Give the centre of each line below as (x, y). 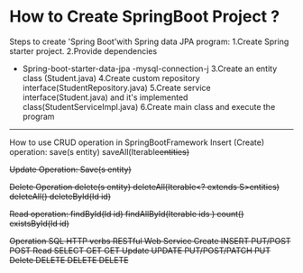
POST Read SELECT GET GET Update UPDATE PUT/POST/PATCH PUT (140, 250)
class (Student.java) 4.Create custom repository (111, 77)
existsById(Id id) (39, 223)
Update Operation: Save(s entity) (71, 169)
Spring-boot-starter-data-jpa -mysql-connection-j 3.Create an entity (150, 68)
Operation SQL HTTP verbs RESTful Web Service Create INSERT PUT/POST (150, 241)
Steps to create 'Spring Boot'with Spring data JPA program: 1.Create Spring (149, 41)
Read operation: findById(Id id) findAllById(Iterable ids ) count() (127, 214)
